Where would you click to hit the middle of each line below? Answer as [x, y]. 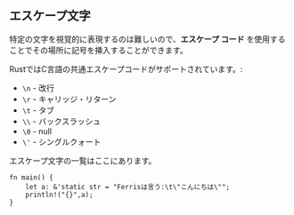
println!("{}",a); [59, 195]
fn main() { [31, 177]
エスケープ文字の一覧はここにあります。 [83, 160]
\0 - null [37, 131]
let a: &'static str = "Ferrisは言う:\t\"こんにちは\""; [127, 187]
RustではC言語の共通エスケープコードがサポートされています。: [126, 68]
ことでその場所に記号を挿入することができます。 [99, 50]
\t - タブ [38, 110]
